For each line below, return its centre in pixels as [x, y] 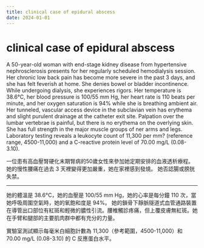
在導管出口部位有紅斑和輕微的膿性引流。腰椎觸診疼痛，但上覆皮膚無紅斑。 [99, 210]
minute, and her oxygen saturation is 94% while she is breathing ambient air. [102, 104]
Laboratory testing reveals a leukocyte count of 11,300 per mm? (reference [100, 136]
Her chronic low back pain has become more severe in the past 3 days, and [101, 77]
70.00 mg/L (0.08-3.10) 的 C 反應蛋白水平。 [61, 239]
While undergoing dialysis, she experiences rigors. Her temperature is [94, 90]
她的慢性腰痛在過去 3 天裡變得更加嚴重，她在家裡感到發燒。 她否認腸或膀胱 [101, 169]
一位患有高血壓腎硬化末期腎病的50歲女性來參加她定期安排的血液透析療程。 [100, 161]
